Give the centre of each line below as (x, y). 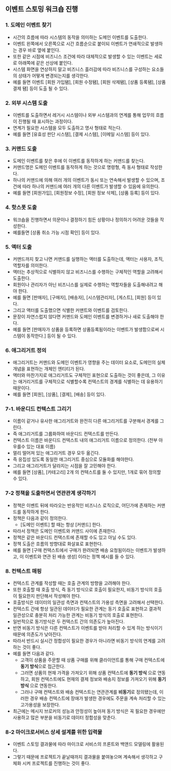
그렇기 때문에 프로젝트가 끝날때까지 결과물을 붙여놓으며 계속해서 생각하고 (85, 757)
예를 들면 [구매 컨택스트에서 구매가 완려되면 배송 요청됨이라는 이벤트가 (82, 550)
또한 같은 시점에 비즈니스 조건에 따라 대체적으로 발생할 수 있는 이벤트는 (83, 56)
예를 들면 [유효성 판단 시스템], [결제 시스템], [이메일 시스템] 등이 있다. (81, 134)
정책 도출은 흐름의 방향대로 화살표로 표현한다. (58, 544)
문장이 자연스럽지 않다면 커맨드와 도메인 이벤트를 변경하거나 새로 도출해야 (86, 316)
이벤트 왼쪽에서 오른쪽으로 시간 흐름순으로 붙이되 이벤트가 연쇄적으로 (81, 44)
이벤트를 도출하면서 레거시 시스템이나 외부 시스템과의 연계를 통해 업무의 (83, 115)
